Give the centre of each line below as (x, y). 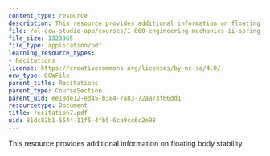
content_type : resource (48, 16)
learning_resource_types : (51, 53)
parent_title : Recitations (53, 83)
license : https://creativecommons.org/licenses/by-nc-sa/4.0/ (115, 68)
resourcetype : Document (48, 105)
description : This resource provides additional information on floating (135, 23)
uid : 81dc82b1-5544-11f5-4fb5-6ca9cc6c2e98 (82, 121)
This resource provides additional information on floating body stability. (127, 143)
